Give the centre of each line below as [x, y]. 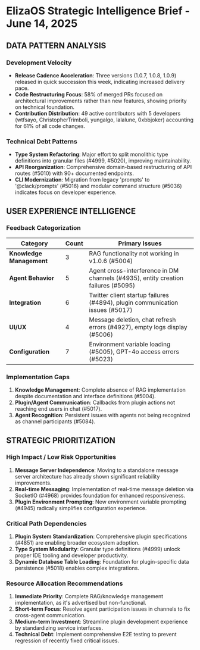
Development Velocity [39, 62]
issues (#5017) [111, 310]
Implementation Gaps [38, 377]
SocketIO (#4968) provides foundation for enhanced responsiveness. [100, 495]
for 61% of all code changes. [50, 126]
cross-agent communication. [50, 615]
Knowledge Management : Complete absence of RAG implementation [100, 390]
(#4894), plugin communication [134, 302]
